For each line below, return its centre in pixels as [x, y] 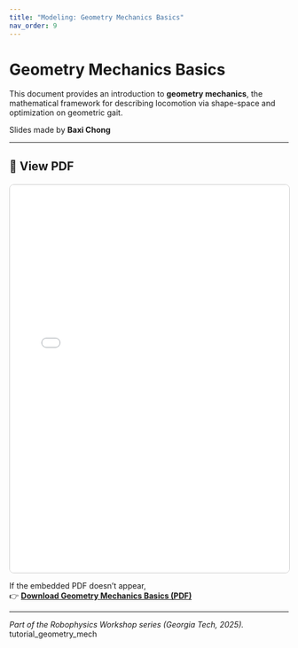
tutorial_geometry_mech [53, 634]
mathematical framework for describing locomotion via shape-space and [142, 104]
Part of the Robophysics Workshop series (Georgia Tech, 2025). [126, 624]
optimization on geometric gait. [66, 113]
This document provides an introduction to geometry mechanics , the [136, 94]
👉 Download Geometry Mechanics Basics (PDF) [101, 596]
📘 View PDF [42, 166]
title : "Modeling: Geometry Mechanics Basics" [97, 17]
